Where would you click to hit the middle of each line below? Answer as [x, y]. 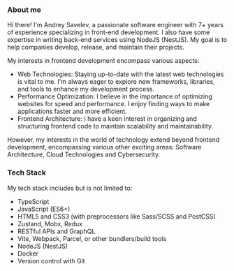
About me [24, 10]
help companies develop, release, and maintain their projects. [96, 47]
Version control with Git [51, 261]
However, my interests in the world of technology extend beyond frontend [114, 140]
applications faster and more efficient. [72, 111]
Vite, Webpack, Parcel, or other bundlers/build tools [92, 238]
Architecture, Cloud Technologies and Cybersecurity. [84, 154]
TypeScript [33, 201]
